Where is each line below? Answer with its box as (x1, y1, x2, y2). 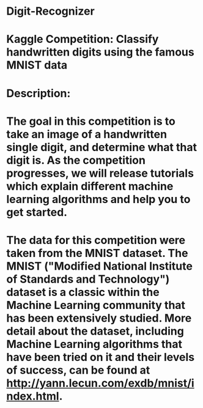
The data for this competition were (6, 233, 185, 247)
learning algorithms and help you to (6, 192, 191, 206)
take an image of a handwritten (6, 127, 167, 141)
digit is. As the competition (6, 153, 146, 167)
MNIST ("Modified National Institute (6, 259, 193, 273)
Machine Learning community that (6, 298, 185, 312)
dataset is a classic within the (6, 285, 160, 299)
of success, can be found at (6, 363, 150, 377)
